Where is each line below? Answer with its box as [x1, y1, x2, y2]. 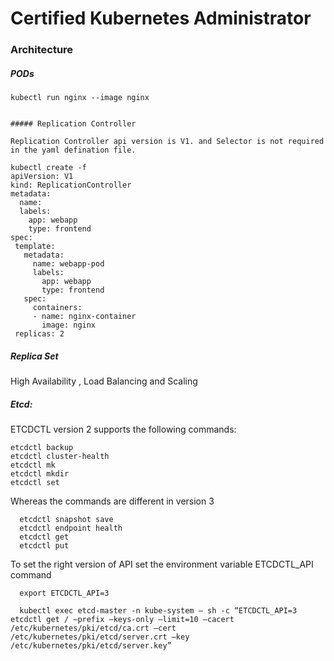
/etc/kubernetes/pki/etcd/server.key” [10, 641, 172, 651]
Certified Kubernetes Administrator [10, 7, 312, 30]
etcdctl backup [10, 443, 74, 453]
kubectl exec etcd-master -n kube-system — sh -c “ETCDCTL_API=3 [19, 606, 298, 616]
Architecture [10, 43, 74, 57]
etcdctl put [19, 541, 70, 551]
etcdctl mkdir [10, 469, 70, 479]
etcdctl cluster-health [10, 452, 110, 462]
